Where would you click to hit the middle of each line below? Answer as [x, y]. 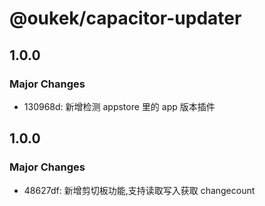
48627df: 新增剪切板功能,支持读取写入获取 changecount [139, 190]
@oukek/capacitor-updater [125, 18]
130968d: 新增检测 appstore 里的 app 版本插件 [119, 106]
